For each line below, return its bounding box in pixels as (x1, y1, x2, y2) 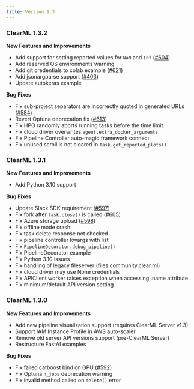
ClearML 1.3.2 (6, 28, 48, 37)
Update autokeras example (14, 79, 82, 86)
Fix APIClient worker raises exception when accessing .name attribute (14, 274, 188, 282)
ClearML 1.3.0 (6, 296, 48, 304)
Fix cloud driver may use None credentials (14, 268, 120, 276)
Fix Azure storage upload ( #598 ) (14, 217, 96, 225)
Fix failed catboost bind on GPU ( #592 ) (14, 364, 112, 371)
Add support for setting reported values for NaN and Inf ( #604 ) (14, 53, 171, 61)
